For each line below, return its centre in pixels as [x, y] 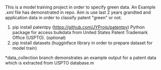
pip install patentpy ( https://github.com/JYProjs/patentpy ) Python [79, 27]
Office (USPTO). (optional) [39, 37]
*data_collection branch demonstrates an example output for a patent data [81, 58]
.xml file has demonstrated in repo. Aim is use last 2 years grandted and [78, 12]
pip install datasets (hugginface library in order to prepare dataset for [82, 43]
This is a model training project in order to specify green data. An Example [80, 7]
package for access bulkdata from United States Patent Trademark [80, 32]
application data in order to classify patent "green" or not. [64, 17]
